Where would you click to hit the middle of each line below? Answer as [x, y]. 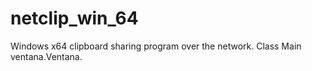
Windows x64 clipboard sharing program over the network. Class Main [156, 46]
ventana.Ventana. [46, 56]
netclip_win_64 [74, 18]
